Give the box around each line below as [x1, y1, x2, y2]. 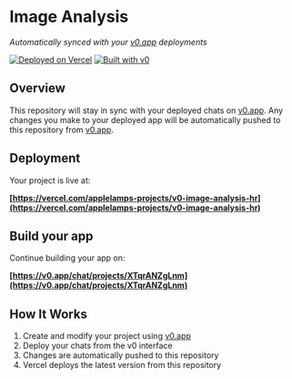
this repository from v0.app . [9, 124, 114, 135]
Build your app [9, 228, 94, 243]
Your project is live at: [9, 175, 91, 186]
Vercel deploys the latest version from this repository [22, 360, 222, 371]
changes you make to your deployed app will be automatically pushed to [9, 114, 281, 125]
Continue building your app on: [9, 252, 126, 263]
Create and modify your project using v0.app [22, 331, 191, 342]
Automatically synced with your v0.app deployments [9, 36, 207, 47]
